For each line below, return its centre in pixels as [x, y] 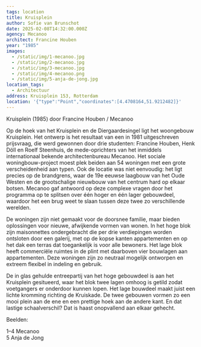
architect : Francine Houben [42, 40]
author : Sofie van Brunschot [43, 23]
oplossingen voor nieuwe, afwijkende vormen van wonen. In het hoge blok [98, 225]
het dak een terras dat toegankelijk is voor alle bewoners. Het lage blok [94, 244]
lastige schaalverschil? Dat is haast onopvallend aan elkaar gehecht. [91, 308]
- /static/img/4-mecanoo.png [48, 74]
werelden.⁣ [19, 207]
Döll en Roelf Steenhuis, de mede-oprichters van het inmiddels [84, 150]
